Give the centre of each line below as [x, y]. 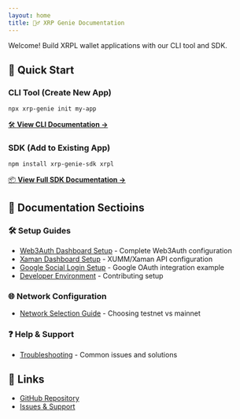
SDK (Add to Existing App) [59, 148]
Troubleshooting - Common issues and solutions [98, 354]
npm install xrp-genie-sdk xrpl [61, 164]
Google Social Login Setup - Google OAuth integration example [122, 267]
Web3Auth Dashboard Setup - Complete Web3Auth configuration [126, 250]
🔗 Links [26, 379]
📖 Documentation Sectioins [76, 207]
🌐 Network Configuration [57, 296]
